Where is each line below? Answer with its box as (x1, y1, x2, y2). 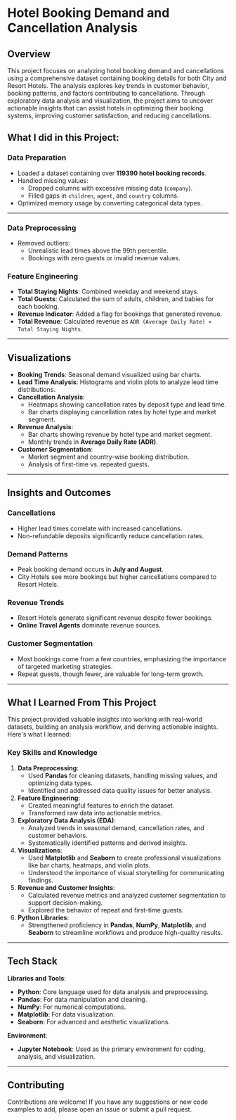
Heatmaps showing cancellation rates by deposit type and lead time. (27, 400, 227, 409)
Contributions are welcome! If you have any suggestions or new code (7, 1097, 209, 1106)
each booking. (17, 303, 60, 311)
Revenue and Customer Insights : (17, 883, 115, 891)
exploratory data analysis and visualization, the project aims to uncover (7, 96, 214, 105)
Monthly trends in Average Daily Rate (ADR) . (27, 438, 158, 446)
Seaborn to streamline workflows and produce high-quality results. (27, 928, 223, 936)
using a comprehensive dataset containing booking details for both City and (7, 74, 227, 82)
